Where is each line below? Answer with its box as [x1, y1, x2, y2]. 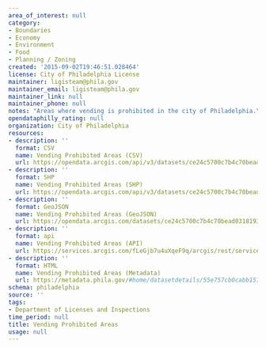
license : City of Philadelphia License [8, 70, 140, 78]
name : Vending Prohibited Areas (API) [15, 240, 144, 248]
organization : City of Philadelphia [8, 122, 129, 130]
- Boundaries [8, 26, 51, 34]
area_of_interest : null [8, 11, 87, 20]
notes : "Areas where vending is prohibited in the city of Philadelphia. [8, 108, 257, 115]
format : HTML [15, 262, 59, 270]
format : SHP [15, 173, 55, 182]
